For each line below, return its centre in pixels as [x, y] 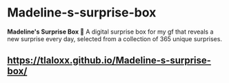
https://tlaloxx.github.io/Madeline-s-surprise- [109, 61]
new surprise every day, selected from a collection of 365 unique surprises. [115, 38]
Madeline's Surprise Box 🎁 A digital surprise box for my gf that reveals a [110, 32]
